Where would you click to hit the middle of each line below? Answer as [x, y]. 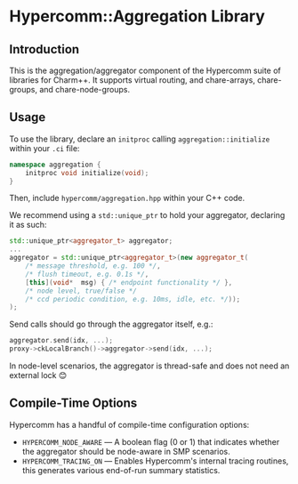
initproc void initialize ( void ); [87, 173]
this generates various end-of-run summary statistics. [121, 470]
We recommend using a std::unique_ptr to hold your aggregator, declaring [147, 215]
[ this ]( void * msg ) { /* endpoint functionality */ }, [129, 282]
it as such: [28, 225]
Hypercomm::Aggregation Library [137, 16]
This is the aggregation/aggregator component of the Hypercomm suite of [145, 70]
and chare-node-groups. [85, 89]
